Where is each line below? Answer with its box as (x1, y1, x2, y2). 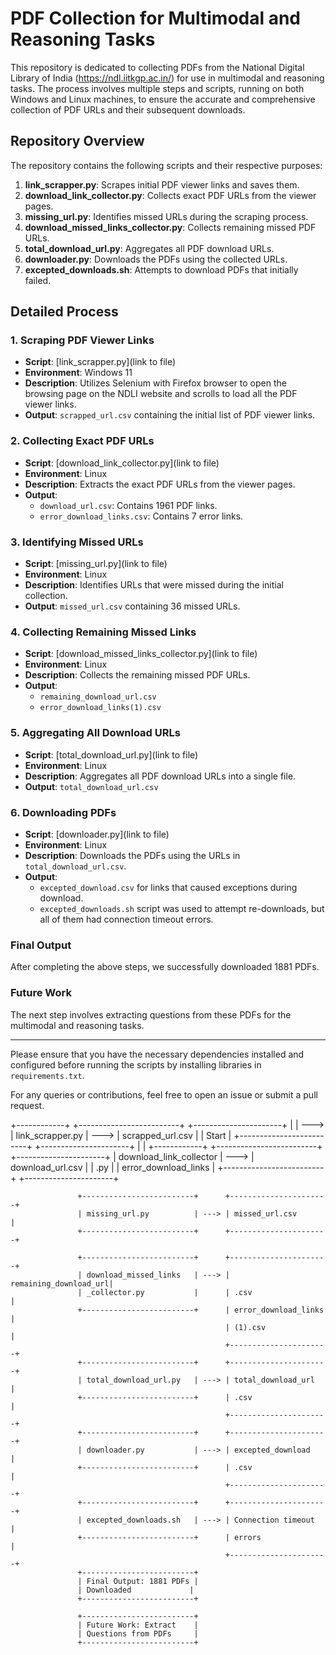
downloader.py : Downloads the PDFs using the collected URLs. (24, 253, 288, 265)
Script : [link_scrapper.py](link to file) (24, 356, 177, 368)
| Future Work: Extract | (77, 1620, 199, 1630)
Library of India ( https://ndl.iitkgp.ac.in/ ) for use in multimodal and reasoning (10, 72, 325, 84)
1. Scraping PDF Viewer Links (10, 333, 155, 347)
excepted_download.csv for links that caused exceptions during (39, 881, 298, 893)
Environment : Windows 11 (24, 367, 133, 379)
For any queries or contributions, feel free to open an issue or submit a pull (10, 1088, 318, 1101)
